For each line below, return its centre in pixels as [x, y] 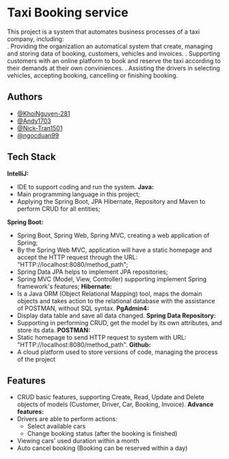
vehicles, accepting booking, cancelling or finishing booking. [93, 75]
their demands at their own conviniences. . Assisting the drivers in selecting [113, 68]
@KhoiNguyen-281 [43, 113]
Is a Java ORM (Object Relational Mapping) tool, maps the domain [109, 294]
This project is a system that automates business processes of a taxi [104, 32]
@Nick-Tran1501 [40, 128]
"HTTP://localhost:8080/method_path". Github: [84, 344]
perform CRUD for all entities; [58, 209]
